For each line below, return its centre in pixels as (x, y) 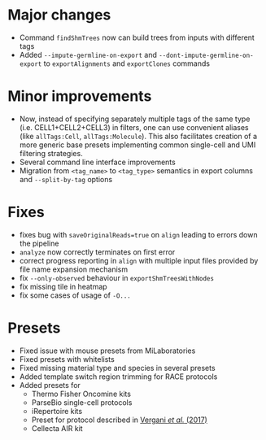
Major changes (59, 15)
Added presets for (50, 385)
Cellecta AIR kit (57, 428)
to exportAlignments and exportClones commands (127, 63)
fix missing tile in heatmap (63, 286)
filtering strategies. (51, 153)
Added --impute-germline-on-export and (88, 54)
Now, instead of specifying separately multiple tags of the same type (135, 119)
